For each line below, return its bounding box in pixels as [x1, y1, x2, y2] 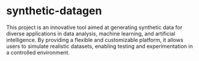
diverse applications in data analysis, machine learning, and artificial [6, 30, 176, 37]
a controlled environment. [6, 49, 70, 56]
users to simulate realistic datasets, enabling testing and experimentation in [6, 43, 194, 50]
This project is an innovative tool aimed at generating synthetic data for [6, 24, 183, 31]
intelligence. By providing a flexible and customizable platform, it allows [6, 36, 183, 43]
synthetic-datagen [6, 4, 102, 18]
